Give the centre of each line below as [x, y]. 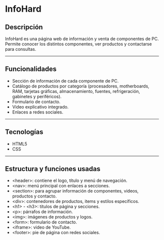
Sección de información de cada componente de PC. [65, 81]
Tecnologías [24, 132]
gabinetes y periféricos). [37, 96]
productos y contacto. [34, 196]
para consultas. [21, 49]
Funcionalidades [31, 69]
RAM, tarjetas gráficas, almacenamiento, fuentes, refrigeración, [76, 91]
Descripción [24, 27]
